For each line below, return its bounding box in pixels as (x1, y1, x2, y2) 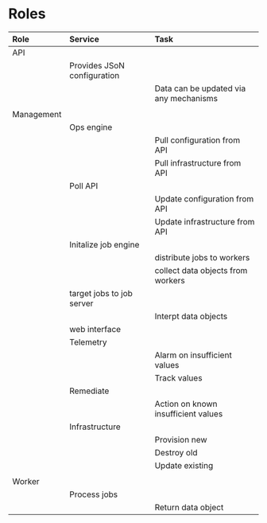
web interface (69, 323, 122, 334)
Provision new (154, 434, 208, 445)
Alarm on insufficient (154, 349, 232, 361)
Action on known (154, 398, 218, 409)
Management (12, 108, 62, 119)
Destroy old (154, 447, 198, 458)
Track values (154, 372, 203, 383)
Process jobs (69, 489, 118, 500)
